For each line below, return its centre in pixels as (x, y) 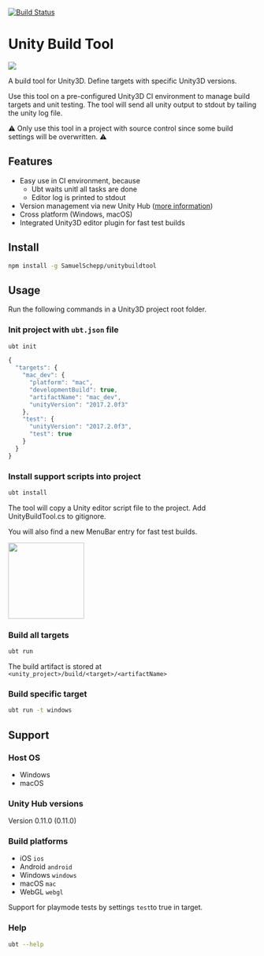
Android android (46, 867)
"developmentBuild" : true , (73, 390)
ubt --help (26, 944)
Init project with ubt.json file (63, 330)
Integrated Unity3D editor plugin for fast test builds (102, 222)
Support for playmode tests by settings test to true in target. (106, 907)
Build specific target (48, 693)
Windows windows (48, 875)
